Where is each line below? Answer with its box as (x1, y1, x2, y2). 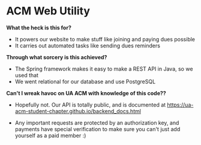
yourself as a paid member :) (14, 132, 86, 139)
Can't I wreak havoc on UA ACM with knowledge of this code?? (6, 89, 166, 96)
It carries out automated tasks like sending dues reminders (14, 42, 161, 49)
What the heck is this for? (6, 24, 72, 31)
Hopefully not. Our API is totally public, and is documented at (14, 101, 166, 108)
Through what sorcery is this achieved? (6, 53, 107, 61)
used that (14, 71, 39, 78)
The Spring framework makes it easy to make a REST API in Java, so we (14, 65, 193, 72)
